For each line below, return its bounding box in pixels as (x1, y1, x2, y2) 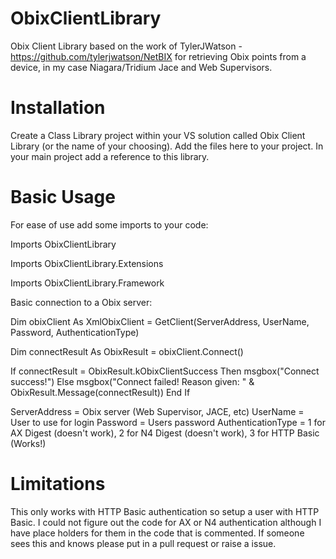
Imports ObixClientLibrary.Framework (10, 277, 165, 289)
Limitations (10, 473, 106, 495)
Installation (10, 97, 106, 119)
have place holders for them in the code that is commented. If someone (10, 527, 305, 539)
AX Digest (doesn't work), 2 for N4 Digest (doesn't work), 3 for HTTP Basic (10, 427, 320, 439)
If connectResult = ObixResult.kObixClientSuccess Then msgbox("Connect (10, 365, 320, 377)
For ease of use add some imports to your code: (10, 218, 209, 231)
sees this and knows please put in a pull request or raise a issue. (10, 537, 277, 549)
